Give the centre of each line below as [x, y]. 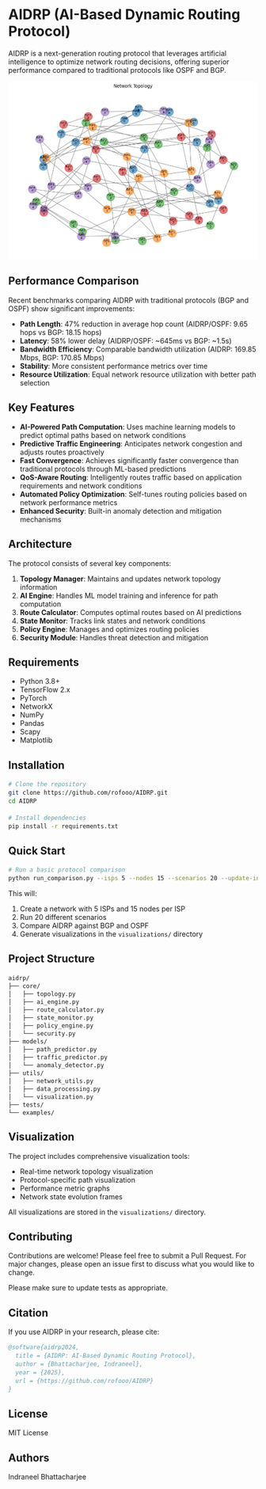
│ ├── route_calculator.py [56, 1010]
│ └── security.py [42, 1033]
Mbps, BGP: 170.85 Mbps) [62, 357]
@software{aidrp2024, [44, 1347]
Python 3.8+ [40, 682]
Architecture [40, 544]
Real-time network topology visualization [86, 1171]
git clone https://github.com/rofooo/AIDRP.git [88, 793]
